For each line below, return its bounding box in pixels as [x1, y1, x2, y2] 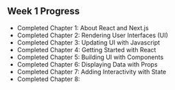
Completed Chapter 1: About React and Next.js [16, 23, 149, 32]
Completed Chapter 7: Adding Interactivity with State [16, 67, 167, 76]
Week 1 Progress [7, 5, 80, 17]
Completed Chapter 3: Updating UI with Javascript [16, 38, 160, 47]
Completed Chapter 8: [16, 75, 80, 83]
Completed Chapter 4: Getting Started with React [16, 45, 156, 54]
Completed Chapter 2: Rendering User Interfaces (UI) [16, 31, 168, 39]
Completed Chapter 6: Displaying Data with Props [16, 60, 158, 68]
